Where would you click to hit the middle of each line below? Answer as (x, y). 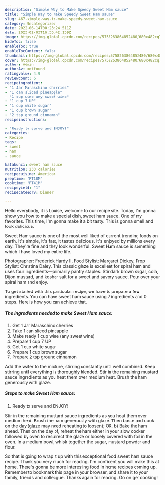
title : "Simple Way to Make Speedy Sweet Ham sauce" (60, 14)
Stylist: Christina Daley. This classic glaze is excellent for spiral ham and (78, 266)
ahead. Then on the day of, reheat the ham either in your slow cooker (75, 431)
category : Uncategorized (30, 23)
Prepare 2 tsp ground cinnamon (44, 357)
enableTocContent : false (30, 51)
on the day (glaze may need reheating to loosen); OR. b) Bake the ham (76, 426)
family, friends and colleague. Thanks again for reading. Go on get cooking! (82, 477)
